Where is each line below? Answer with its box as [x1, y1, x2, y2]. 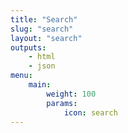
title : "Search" [10, 14, 78, 25]
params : [46, 98, 78, 108]
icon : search [63, 107, 118, 118]
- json [28, 61, 56, 71]
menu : [10, 71, 33, 81]
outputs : [10, 42, 47, 53]
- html [28, 52, 56, 62]
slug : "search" [10, 24, 74, 34]
